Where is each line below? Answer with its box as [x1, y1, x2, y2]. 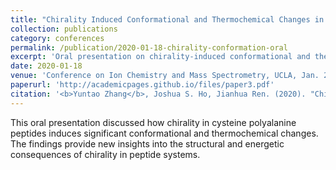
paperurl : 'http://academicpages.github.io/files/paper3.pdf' [10, 80, 275, 90]
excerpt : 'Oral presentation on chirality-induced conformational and [10, 52, 311, 62]
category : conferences [10, 33, 105, 43]
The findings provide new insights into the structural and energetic [10, 137, 285, 150]
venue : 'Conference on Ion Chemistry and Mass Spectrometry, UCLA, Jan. [10, 71, 320, 81]
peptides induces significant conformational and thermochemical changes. [10, 127, 319, 139]
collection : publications [10, 24, 118, 34]
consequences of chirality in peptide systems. [10, 148, 201, 160]
